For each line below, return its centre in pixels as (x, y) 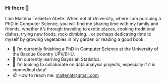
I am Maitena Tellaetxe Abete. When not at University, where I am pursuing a (83, 19)
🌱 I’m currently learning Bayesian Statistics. (56, 59)
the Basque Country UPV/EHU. (44, 54)
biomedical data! (29, 70)
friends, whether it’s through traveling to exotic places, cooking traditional (80, 29)
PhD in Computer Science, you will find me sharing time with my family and (82, 24)
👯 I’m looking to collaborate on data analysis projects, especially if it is (84, 65)
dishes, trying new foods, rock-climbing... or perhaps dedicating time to (78, 34)
